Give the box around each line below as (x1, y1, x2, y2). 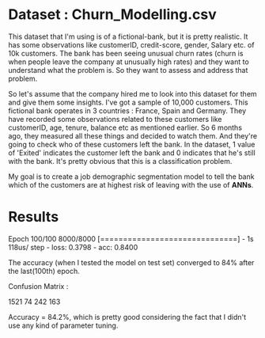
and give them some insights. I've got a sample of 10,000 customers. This (8, 97, 248, 107)
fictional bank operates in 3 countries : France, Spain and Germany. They (8, 105, 247, 116)
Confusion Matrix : (8, 281, 69, 291)
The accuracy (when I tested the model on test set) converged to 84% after (8, 257, 255, 267)
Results (8, 208, 59, 226)
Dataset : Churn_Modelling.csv (8, 6, 218, 24)
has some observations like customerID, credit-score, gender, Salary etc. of (8, 40, 255, 49)
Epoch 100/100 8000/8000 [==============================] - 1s (8, 234, 255, 243)
